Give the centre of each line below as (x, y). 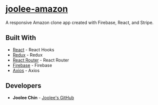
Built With (21, 38)
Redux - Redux (28, 55)
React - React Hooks (33, 49)
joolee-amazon (37, 9)
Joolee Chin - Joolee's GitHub (43, 97)
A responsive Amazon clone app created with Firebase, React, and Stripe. (80, 22)
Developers (23, 86)
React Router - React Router (41, 60)
